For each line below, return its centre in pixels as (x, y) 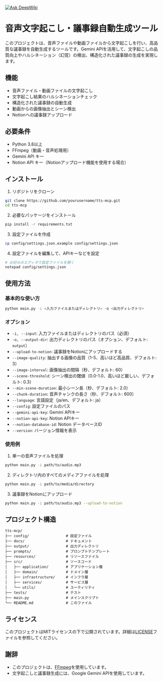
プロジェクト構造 (31, 519)
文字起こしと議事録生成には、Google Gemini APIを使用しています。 (79, 673)
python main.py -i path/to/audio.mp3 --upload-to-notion (64, 503)
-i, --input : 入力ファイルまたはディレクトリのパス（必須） (72, 333)
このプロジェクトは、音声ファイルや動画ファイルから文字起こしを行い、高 (79, 43)
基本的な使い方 (23, 298)
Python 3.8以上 (27, 144)
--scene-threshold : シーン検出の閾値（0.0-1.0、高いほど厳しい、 (77, 376)
